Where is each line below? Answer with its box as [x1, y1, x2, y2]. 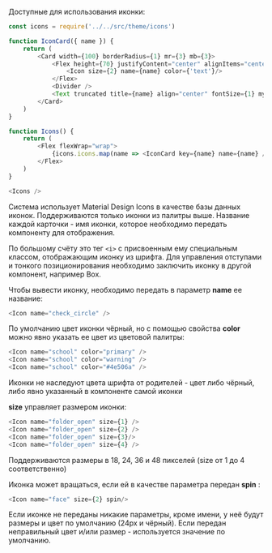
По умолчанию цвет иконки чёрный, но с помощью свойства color [8, 324, 241, 333]
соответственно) [8, 464, 67, 474]
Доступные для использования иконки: [8, 7, 146, 16]
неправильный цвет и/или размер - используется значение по [8, 527, 225, 537]
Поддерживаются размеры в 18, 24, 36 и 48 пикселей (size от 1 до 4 [8, 455, 245, 465]
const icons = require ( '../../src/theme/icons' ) [8, 23, 176, 31]
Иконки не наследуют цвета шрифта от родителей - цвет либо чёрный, [8, 378, 255, 388]
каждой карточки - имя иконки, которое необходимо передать [8, 219, 227, 229]
